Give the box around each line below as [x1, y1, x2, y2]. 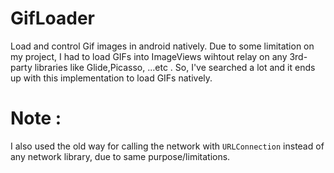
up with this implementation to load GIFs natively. [10, 72, 213, 84]
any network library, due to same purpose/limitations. [10, 150, 231, 162]
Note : [10, 107, 62, 130]
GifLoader [10, 7, 96, 30]
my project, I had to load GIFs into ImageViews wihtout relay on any [10, 50, 288, 62]
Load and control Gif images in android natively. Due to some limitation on [10, 40, 315, 52]
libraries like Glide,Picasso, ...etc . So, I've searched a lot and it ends [34, 61, 316, 73]
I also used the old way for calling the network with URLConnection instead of [10, 140, 325, 152]
